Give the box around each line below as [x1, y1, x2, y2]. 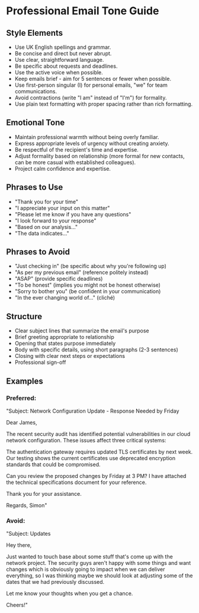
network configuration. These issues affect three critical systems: [6, 436, 166, 444]
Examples [6, 376, 43, 386]
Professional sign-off [14, 359, 66, 366]
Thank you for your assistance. [6, 490, 82, 497]
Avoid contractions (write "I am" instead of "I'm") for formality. [14, 94, 167, 101]
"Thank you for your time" [14, 198, 79, 205]
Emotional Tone [6, 118, 65, 128]
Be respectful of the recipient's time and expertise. [14, 146, 139, 153]
